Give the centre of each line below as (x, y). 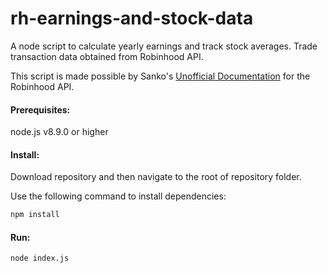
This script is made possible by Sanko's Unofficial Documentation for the (160, 76)
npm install (35, 215)
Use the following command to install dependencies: (118, 196)
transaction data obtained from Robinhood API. (107, 56)
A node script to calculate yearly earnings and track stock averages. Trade (164, 46)
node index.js (40, 258)
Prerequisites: (40, 109)
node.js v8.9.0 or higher (59, 132)
